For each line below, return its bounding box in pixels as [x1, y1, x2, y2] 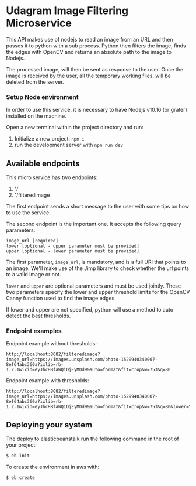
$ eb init [6, 453, 30, 459]
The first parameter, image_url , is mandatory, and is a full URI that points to [6, 259, 186, 266]
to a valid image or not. [6, 271, 61, 278]
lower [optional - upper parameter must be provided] [6, 243, 140, 249]
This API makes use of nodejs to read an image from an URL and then [6, 36, 173, 43]
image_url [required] [6, 238, 59, 244]
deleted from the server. [6, 78, 64, 85]
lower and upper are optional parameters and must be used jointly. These [6, 282, 181, 289]
